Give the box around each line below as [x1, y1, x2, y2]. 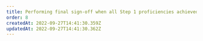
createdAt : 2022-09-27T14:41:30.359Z [6, 20, 101, 26]
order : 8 [6, 14, 28, 20]
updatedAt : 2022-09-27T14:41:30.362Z [6, 25, 101, 32]
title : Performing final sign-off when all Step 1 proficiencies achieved [6, 8, 199, 15]
